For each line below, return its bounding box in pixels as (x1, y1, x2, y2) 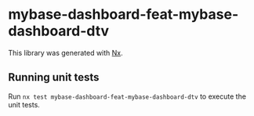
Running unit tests (8, 71, 100, 84)
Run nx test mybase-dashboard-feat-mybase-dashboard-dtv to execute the (8, 92, 247, 101)
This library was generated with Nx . (8, 48, 123, 57)
